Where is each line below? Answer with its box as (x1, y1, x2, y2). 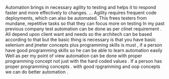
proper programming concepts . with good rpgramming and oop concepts (5, 63, 160, 69)
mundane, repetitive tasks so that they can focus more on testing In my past (5, 20, 165, 26)
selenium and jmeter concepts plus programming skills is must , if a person (5, 42, 162, 48)
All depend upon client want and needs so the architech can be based (5, 31, 152, 37)
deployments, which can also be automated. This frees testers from (5, 15, 147, 21)
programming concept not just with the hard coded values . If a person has (5, 58, 162, 64)
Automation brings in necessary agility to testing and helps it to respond (5, 5, 156, 10)
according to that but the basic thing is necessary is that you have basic (5, 36, 156, 43)
